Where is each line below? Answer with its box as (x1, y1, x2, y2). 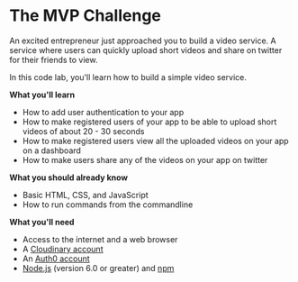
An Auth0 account (22, 253, 90, 264)
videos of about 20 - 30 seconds (22, 125, 145, 136)
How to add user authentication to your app (22, 106, 185, 117)
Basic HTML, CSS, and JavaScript (22, 189, 149, 200)
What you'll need (9, 216, 75, 227)
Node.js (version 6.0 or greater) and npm (22, 262, 175, 273)
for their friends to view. (9, 54, 98, 65)
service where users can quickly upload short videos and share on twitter (9, 44, 283, 55)
